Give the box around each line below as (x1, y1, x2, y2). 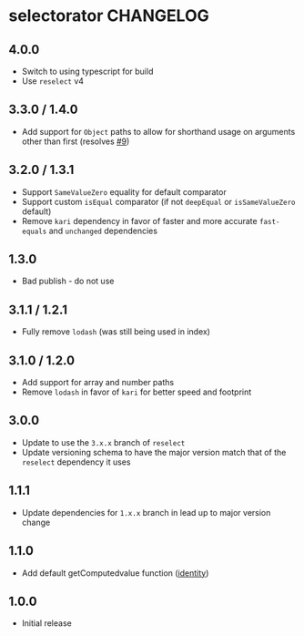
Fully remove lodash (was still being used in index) (21, 326, 211, 337)
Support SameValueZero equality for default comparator (21, 186, 227, 197)
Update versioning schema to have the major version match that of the (21, 446, 287, 457)
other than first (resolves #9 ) (21, 136, 130, 147)
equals (21, 227, 47, 236)
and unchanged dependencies (48, 225, 158, 236)
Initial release (21, 618, 72, 629)
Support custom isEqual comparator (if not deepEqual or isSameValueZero (21, 196, 296, 207)
